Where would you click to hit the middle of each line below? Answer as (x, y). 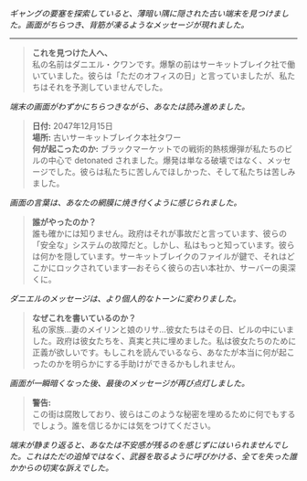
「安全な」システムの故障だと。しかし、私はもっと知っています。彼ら (163, 245)
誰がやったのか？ (64, 222)
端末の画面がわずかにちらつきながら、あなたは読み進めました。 (129, 107)
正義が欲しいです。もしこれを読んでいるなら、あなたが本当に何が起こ (163, 352)
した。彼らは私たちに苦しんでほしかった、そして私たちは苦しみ (176, 171)
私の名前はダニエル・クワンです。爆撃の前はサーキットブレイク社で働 (164, 64)
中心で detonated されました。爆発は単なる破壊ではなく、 (158, 160)
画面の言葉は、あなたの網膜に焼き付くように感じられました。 (126, 203)
